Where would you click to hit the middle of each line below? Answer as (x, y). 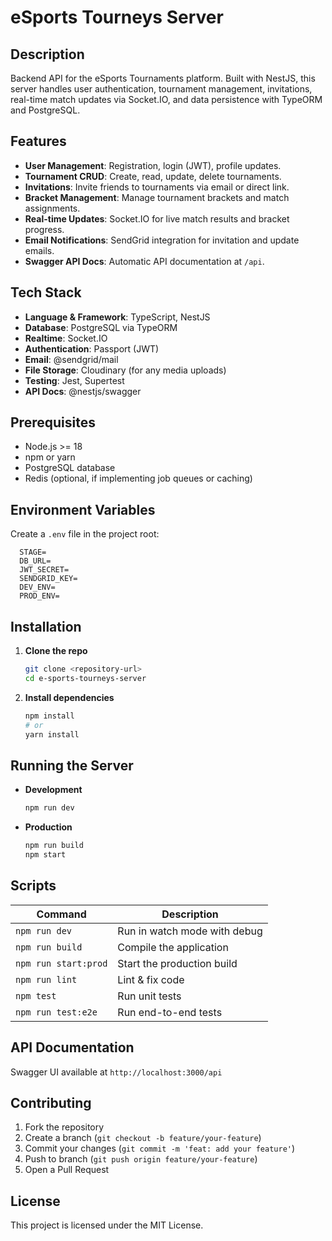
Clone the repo (56, 651)
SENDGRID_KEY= (48, 579)
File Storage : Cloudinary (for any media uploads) (125, 370)
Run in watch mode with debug (190, 931)
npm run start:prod (61, 963)
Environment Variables (83, 509)
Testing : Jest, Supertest (74, 380)
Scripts (33, 886)
